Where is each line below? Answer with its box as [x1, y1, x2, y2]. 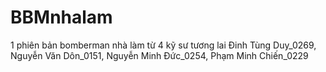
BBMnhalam [10, 6, 113, 29]
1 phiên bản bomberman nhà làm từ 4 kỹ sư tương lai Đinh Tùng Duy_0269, [10, 39, 317, 51]
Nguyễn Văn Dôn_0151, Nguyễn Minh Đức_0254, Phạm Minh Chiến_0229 [10, 49, 309, 61]
